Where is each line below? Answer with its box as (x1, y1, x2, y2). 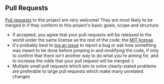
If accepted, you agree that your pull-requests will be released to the (12, 31, 152, 37)
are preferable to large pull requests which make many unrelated (12, 68, 144, 74)
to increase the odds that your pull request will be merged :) (12, 57, 134, 63)
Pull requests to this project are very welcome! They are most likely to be (5, 17, 153, 23)
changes (12, 73, 31, 79)
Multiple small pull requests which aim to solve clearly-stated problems (12, 63, 157, 69)
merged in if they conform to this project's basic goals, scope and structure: (5, 22, 160, 28)
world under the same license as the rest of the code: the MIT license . (12, 37, 155, 43)
